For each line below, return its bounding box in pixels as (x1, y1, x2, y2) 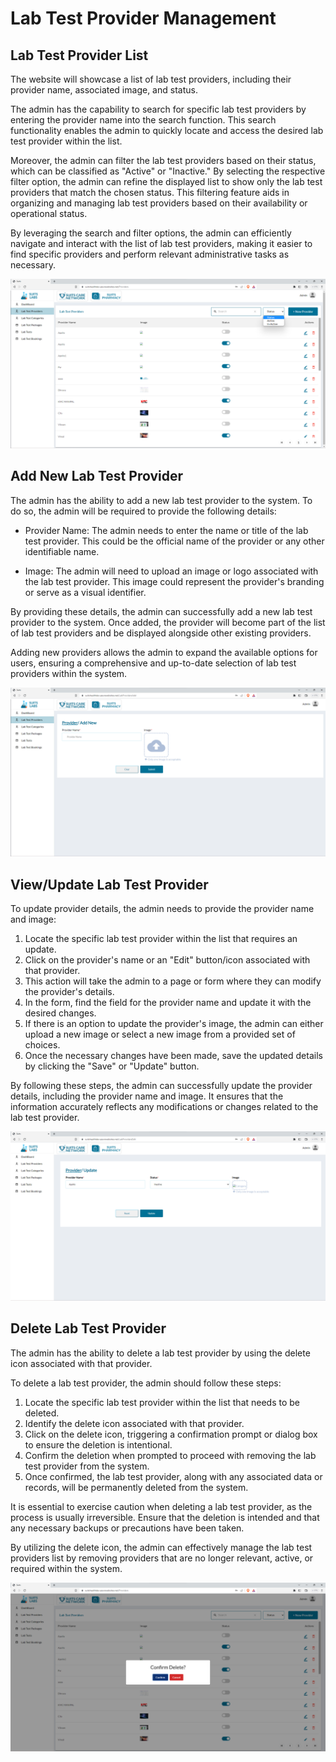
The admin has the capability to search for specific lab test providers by (10, 103, 307, 115)
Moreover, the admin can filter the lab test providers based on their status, (10, 155, 317, 166)
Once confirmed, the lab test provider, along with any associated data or (24, 1470, 323, 1482)
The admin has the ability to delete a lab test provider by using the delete (10, 1347, 311, 1359)
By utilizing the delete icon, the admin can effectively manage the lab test (10, 1541, 313, 1553)
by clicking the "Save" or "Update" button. (24, 1060, 200, 1072)
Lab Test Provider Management (10, 7, 277, 30)
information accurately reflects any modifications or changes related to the (10, 1101, 319, 1113)
